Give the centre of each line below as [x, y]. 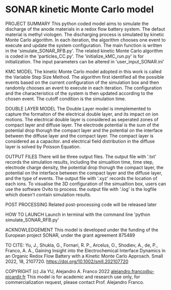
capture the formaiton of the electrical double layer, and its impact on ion [82, 114]
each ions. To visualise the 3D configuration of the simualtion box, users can [86, 184]
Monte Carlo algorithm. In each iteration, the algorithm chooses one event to [86, 40]
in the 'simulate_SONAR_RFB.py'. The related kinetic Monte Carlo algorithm [84, 51]
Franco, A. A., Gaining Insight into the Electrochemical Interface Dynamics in [86, 250]
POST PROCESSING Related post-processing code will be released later [81, 204]
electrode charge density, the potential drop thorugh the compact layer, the [84, 167]
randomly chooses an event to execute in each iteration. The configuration [84, 87]
